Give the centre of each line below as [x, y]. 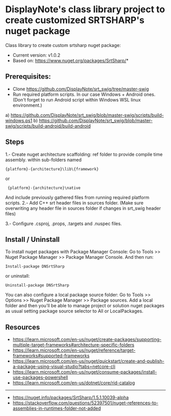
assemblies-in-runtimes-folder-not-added [56, 408]
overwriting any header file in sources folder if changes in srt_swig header [83, 208]
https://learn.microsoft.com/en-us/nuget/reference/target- [74, 350]
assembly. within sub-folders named [44, 160]
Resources [23, 327]
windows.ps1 [19, 120]
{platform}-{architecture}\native [44, 188]
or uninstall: [18, 276]
